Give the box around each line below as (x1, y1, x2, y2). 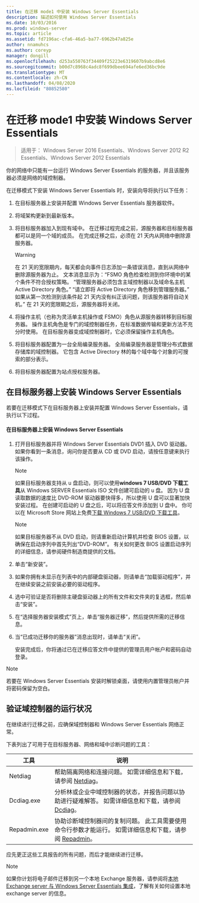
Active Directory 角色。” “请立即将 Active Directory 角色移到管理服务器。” (14, 285, 190, 292)
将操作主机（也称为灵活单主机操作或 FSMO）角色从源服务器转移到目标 (14, 313, 188, 320)
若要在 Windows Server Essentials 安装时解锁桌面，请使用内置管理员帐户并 (6, 677, 190, 684)
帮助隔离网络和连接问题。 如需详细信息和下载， (54, 768, 187, 776)
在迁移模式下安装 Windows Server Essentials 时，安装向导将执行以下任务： (6, 186, 190, 193)
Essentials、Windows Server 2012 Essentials (20, 154, 130, 161)
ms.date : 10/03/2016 (6, 20, 57, 26)
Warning (14, 251, 36, 258)
